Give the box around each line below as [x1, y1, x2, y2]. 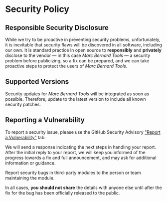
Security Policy [5, 3, 70, 15]
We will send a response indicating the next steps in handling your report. [5, 144, 156, 150]
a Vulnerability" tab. [5, 134, 46, 140]
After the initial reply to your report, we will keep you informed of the [5, 149, 146, 155]
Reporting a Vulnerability [5, 116, 85, 124]
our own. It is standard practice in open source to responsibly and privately [5, 47, 162, 53]
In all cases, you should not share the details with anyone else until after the [5, 185, 162, 191]
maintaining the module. [5, 175, 55, 181]
